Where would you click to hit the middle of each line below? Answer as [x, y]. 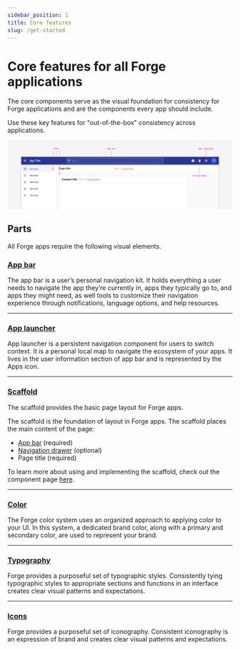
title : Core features [40, 22]
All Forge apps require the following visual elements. [85, 246]
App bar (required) [45, 442]
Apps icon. [23, 366]
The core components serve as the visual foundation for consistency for [114, 101]
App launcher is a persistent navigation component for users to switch [111, 344]
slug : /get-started [36, 30]
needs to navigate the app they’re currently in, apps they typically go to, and [120, 287]
